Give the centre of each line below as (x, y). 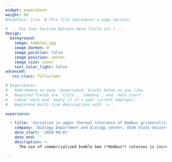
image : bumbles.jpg (35, 43)
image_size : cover (34, 62)
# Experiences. (21, 86)
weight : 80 (17, 15)
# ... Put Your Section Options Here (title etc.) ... (65, 29)
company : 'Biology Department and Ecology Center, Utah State (82, 128)
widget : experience (26, 10)
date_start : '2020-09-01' (42, 133)
